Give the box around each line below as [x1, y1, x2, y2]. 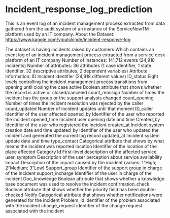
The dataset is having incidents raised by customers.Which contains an [5, 46, 155, 52]
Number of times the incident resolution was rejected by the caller [5, 100, 144, 106]
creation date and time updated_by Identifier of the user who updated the [5, 127, 159, 133]
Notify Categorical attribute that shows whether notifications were [24, 192, 163, 198]
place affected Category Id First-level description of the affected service [5, 149, 157, 155]
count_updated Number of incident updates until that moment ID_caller [5, 105, 153, 112]
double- [140, 186, 157, 192]
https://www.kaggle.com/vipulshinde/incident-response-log [5, 37, 131, 43]
